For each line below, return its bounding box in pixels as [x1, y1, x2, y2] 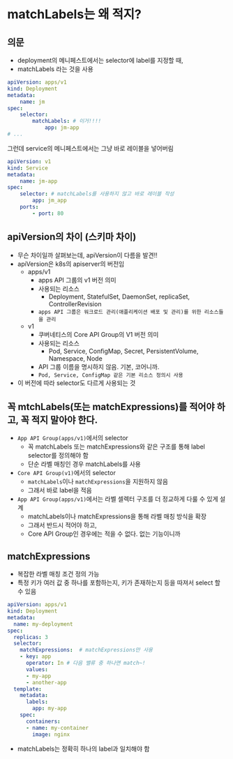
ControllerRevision [48, 299, 102, 308]
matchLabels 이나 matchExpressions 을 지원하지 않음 [27, 477, 169, 486]
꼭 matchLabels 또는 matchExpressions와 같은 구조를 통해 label [27, 442, 206, 451]
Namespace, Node [48, 354, 103, 363]
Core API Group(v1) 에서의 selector [17, 469, 116, 477]
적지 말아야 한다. [31, 414, 98, 426]
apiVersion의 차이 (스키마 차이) [7, 231, 137, 243]
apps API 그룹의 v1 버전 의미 [38, 276, 116, 284]
